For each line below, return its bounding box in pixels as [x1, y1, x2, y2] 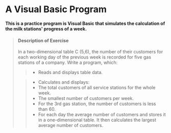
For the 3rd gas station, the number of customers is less [38, 101, 156, 107]
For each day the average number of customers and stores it [38, 112, 166, 118]
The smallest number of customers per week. [38, 95, 134, 102]
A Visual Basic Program [5, 4, 107, 15]
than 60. [38, 106, 56, 112]
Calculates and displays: [38, 79, 90, 85]
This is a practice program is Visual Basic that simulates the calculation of [5, 20, 165, 26]
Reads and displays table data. [38, 70, 103, 76]
